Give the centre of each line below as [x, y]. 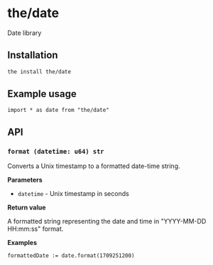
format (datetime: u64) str [56, 151]
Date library [24, 33]
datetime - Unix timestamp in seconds [73, 194]
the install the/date [39, 72]
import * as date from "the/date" [59, 110]
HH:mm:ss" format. [35, 229]
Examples [22, 243]
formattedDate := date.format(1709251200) [71, 256]
